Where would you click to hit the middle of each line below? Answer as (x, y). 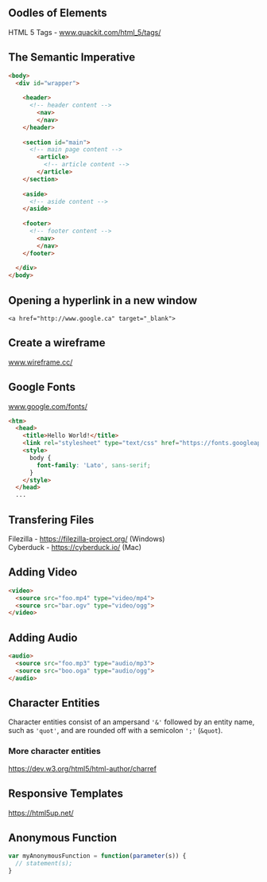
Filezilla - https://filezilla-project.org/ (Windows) (87, 539)
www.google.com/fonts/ (48, 406)
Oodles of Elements (58, 13)
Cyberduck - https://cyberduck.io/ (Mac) (75, 547)
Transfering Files (51, 519)
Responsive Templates (66, 794)
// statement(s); (44, 864)
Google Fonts (42, 387)
